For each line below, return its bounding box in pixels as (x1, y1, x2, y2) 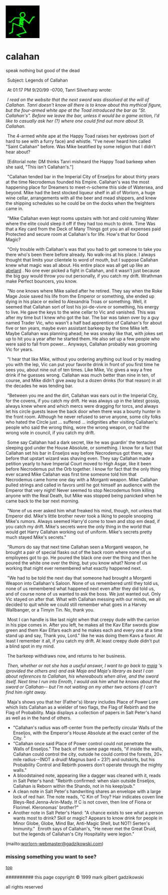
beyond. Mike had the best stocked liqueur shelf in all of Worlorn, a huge (5, 189, 155, 195)
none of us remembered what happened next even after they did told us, (5, 585, 155, 591)
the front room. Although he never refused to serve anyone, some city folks (5, 414, 161, 420)
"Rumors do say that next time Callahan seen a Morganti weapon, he (7, 544, 149, 550)
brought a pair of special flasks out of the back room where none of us (5, 549, 151, 555)
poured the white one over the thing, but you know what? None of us (5, 559, 147, 566)
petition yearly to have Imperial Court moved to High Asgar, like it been (5, 460, 151, 466)
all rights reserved (5, 884, 43, 890)
